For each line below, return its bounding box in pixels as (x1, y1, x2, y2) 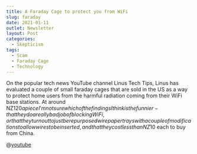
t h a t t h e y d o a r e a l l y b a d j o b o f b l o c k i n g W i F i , (6, 111, 105, 118)
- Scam (11, 53, 28, 58)
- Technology (11, 63, 44, 70)
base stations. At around (6, 99, 66, 106)
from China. (6, 130, 35, 137)
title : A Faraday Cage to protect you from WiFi (6, 8, 128, 15)
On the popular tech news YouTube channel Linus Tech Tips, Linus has (6, 80, 179, 87)
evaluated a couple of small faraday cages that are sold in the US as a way (6, 86, 188, 93)
